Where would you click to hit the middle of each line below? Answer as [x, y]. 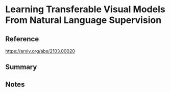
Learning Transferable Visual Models [85, 9]
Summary [21, 67]
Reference [22, 39]
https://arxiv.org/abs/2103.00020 [40, 51]
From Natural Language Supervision [83, 20]
